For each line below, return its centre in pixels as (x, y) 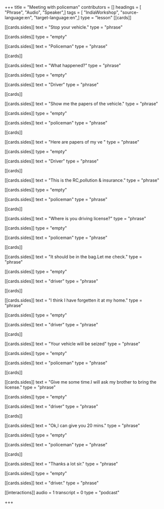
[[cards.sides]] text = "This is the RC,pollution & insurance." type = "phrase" (82, 180)
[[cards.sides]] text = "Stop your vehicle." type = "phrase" (64, 27)
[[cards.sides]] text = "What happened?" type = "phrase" (63, 65)
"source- (129, 12)
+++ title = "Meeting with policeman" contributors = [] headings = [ (73, 7)
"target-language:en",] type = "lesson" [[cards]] (83, 18)
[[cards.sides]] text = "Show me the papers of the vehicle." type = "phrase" (82, 104)
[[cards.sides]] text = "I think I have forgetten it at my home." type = (74, 300)
